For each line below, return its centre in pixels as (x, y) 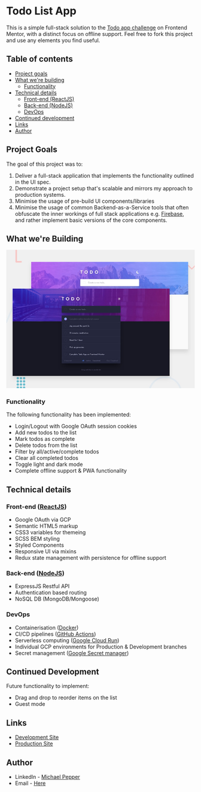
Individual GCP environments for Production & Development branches (101, 647)
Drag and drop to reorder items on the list (66, 697)
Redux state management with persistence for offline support (90, 558)
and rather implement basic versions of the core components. (91, 220)
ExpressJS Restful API (42, 586)
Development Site (37, 738)
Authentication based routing (51, 593)
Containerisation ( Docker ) (47, 627)
